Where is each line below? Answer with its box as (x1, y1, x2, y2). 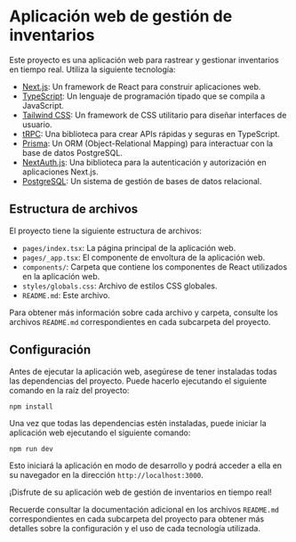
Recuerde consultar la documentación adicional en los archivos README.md (9, 504, 280, 514)
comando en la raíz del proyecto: (9, 384, 130, 395)
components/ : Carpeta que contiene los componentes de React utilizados (21, 261, 287, 272)
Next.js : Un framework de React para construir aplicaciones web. (21, 81, 261, 92)
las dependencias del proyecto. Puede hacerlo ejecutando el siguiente (9, 376, 268, 386)
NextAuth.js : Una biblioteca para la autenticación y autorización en (21, 157, 267, 167)
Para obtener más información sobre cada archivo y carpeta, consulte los (9, 307, 278, 318)
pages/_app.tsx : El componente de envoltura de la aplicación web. (21, 252, 266, 263)
